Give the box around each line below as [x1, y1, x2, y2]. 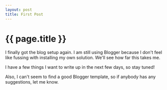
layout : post [5, 7, 32, 12]
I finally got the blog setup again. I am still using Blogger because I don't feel [5, 49, 163, 55]
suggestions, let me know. [5, 79, 59, 85]
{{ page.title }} [5, 33, 67, 45]
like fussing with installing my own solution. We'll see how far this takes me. [5, 55, 161, 61]
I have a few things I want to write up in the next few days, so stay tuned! [5, 64, 155, 70]
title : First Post [5, 12, 43, 17]
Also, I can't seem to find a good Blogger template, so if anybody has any [5, 74, 156, 80]
